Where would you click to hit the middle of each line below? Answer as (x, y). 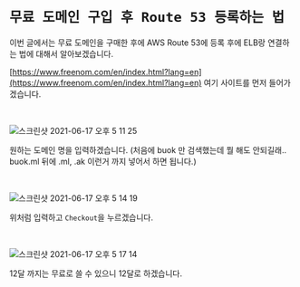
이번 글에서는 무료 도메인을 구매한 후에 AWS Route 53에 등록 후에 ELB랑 (137, 43)
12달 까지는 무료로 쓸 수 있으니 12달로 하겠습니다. (96, 273)
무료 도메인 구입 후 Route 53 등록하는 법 (147, 18)
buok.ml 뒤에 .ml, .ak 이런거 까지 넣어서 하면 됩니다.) (103, 161)
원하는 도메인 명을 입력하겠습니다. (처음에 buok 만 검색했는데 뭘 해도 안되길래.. (148, 149)
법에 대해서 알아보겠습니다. (66, 53)
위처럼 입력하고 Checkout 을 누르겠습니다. (82, 217)
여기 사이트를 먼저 (235, 82)
